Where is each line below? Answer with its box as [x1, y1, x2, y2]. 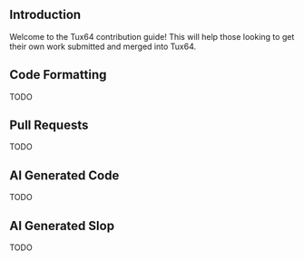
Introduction [9, 7, 82, 23]
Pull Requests [9, 118, 89, 133]
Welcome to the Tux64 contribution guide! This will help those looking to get [9, 31, 295, 42]
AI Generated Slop [9, 217, 115, 234]
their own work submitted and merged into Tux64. [9, 41, 197, 52]
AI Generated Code [9, 168, 120, 183]
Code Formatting [9, 67, 107, 82]
